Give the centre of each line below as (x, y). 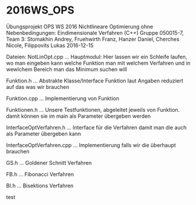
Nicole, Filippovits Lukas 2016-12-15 (50, 45)
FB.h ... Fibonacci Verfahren (40, 174)
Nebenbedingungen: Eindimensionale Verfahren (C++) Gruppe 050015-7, (95, 32)
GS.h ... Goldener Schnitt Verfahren (49, 163)
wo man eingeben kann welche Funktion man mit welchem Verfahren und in (98, 63)
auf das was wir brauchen (38, 87)
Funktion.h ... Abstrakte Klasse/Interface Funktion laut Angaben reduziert (95, 81)
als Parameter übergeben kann (44, 134)
